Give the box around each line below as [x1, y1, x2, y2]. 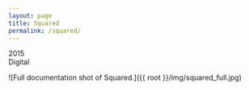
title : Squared [8, 19, 60, 27]
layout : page [8, 11, 53, 20]
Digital [8, 57, 30, 67]
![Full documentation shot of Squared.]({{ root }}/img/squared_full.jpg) [8, 73, 243, 83]
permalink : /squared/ [8, 27, 82, 35]
